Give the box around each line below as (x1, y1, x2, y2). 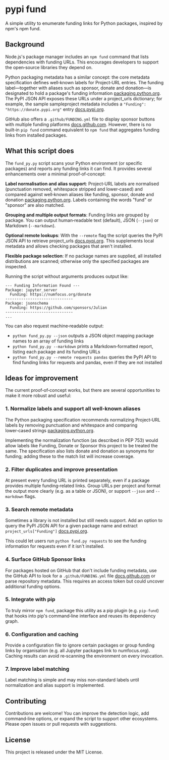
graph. (5, 618, 19, 624)
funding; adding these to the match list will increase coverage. (5, 453, 135, 459)
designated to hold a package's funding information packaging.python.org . (5, 90, 161, 96)
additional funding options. (5, 583, 61, 590)
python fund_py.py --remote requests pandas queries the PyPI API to (12, 354, 157, 360)
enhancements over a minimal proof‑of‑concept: (5, 170, 106, 177)
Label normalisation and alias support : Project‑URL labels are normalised (5, 181, 159, 187)
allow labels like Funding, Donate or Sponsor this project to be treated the (5, 442, 158, 448)
